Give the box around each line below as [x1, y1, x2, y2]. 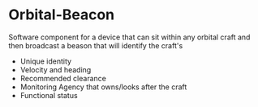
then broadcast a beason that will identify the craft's [8, 40, 183, 50]
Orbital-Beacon [8, 6, 115, 24]
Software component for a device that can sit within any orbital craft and [8, 32, 251, 42]
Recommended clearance [19, 73, 107, 83]
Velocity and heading [19, 64, 92, 74]
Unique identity [19, 56, 71, 66]
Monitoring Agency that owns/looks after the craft [19, 82, 187, 92]
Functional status [19, 90, 79, 100]
